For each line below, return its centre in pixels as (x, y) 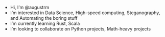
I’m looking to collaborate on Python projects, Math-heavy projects (80, 29)
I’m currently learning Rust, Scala (45, 23)
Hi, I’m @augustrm (30, 7)
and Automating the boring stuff (44, 18)
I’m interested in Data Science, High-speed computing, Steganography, (85, 13)
